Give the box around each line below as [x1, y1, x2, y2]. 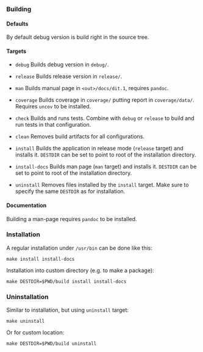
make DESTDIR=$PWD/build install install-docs [6, 278, 127, 284]
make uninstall [6, 319, 45, 325]
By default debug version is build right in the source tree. [6, 33, 149, 41]
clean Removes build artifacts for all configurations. [15, 133, 145, 140]
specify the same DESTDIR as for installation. [15, 188, 126, 195]
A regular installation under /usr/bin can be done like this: [6, 244, 152, 252]
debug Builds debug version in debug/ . [15, 61, 109, 68]
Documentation [6, 202, 47, 209]
